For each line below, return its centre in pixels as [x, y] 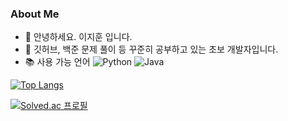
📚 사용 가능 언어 [57, 62]
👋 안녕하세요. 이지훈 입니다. [78, 37]
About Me [35, 14]
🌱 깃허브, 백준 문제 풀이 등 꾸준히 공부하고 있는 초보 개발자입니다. [151, 49]
